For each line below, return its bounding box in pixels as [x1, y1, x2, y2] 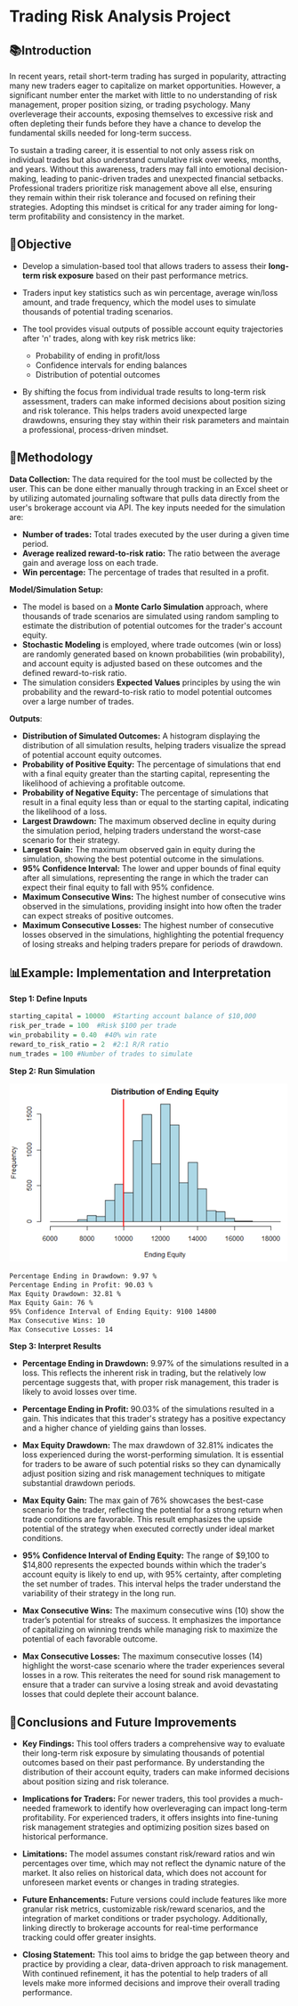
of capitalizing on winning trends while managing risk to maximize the [21, 1624, 278, 1635]
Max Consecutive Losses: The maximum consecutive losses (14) [21, 1651, 263, 1662]
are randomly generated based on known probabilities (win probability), [21, 648, 286, 659]
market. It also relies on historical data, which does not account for [21, 1868, 267, 1879]
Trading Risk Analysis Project [9, 6, 231, 27]
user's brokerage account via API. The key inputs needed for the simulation [9, 501, 286, 513]
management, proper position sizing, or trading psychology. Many [9, 100, 251, 110]
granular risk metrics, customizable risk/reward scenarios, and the [21, 1904, 265, 1914]
